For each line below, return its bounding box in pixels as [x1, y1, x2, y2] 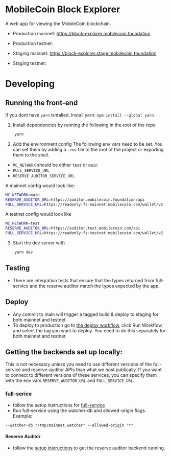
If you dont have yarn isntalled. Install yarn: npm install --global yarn [5, 111, 154, 118]
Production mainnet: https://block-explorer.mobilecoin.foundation [12, 30, 151, 36]
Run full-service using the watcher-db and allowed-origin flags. [12, 407, 146, 414]
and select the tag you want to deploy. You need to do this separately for [12, 327, 166, 333]
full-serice [5, 390, 32, 397]
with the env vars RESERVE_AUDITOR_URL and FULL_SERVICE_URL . [5, 377, 135, 384]
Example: [12, 413, 33, 419]
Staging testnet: [12, 60, 46, 66]
